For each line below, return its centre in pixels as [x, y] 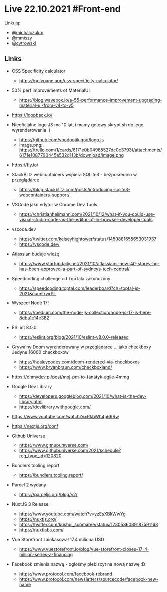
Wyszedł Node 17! [30, 303]
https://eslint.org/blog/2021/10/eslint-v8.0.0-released [74, 337]
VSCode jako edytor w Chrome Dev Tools [55, 204]
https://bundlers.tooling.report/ [51, 475]
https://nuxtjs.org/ [38, 519]
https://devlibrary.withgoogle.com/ [55, 407]
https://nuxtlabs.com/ [42, 530]
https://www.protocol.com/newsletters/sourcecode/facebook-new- [88, 579]
